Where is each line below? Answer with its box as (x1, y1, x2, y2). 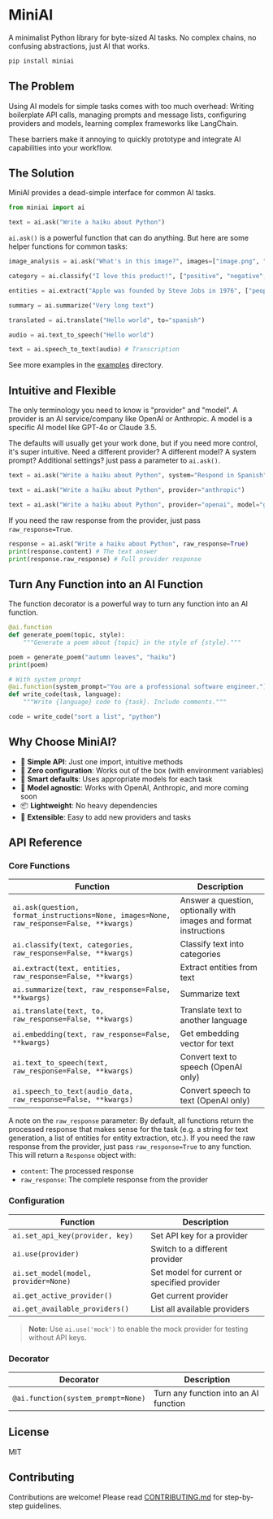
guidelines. (24, 1500, 63, 1510)
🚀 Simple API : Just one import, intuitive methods (19, 756, 184, 766)
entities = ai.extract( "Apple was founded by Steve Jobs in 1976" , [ (8, 286, 249, 294)
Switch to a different (149, 1243, 227, 1254)
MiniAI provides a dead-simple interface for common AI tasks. (8, 188, 216, 198)
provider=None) (12, 1277, 71, 1286)
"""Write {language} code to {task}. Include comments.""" (23, 698, 227, 707)
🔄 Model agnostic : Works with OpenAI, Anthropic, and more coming (19, 782, 249, 792)
